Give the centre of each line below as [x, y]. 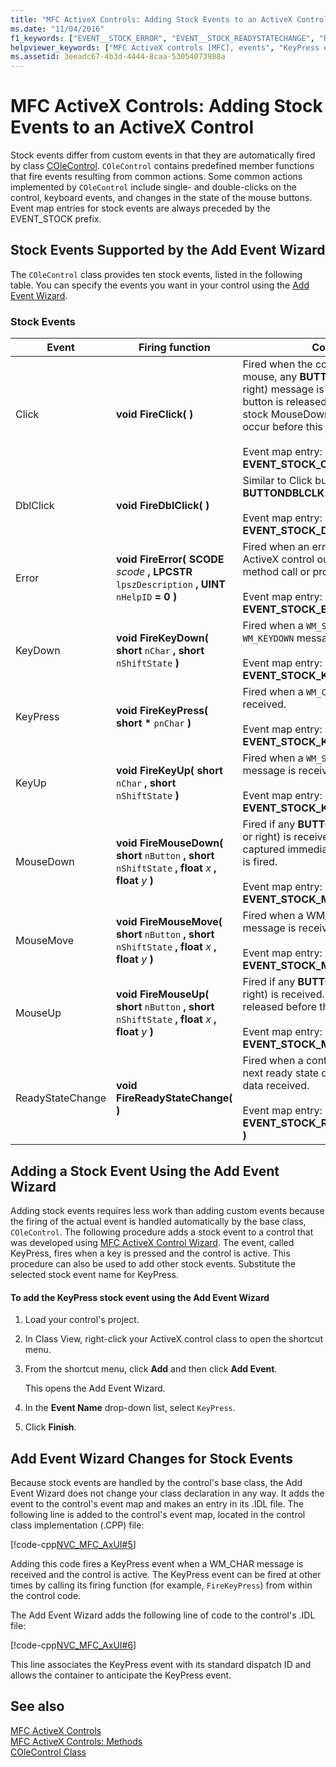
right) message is [283, 389]
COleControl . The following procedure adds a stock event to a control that [162, 1232]
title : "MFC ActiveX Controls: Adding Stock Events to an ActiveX [151, 19]
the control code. [46, 1595]
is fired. [260, 862]
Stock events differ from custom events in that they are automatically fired [163, 155]
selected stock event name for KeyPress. [95, 1274]
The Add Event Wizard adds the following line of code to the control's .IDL [163, 1615]
